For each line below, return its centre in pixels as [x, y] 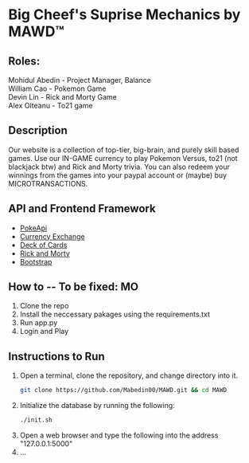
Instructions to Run [56, 356]
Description [38, 130]
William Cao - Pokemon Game [57, 88]
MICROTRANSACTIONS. [48, 183]
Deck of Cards [43, 245]
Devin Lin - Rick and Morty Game [62, 97]
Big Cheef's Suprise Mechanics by [124, 15]
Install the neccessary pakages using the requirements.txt [115, 314]
